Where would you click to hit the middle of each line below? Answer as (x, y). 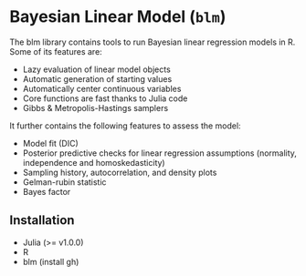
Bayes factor (47, 191)
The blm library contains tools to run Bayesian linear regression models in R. (153, 42)
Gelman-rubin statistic (64, 182)
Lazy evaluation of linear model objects (96, 69)
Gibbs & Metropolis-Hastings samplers (95, 107)
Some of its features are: (56, 51)
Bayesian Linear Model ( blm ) (118, 17)
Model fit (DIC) (51, 143)
